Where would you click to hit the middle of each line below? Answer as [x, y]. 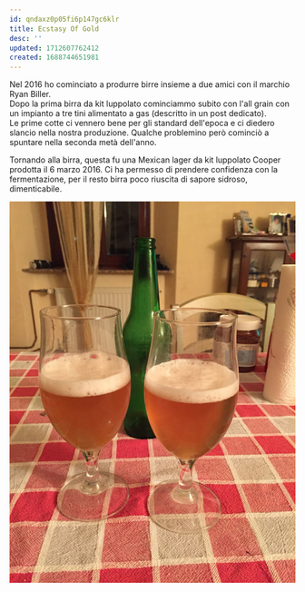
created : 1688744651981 [54, 58]
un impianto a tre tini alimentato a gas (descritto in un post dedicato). [138, 113]
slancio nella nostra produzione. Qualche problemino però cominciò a [139, 133]
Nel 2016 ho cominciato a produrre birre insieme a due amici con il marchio [150, 84]
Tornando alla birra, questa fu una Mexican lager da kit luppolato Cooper [145, 160]
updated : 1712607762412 [54, 48]
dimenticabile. [36, 189]
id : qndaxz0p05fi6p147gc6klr [64, 19]
